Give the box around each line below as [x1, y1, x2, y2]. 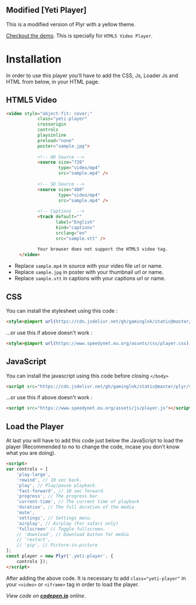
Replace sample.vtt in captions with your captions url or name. [14, 275, 166, 282]
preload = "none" [37, 137, 75, 143]
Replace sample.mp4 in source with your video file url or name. [14, 262, 163, 269]
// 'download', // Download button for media [16, 531, 129, 537]
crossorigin [37, 122, 66, 127]
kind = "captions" [55, 224, 95, 230]
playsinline [37, 132, 66, 139]
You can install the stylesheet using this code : [6, 307, 118, 314]
